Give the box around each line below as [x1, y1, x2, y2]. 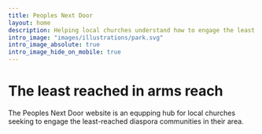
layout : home [8, 19, 51, 27]
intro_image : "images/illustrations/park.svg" [8, 33, 164, 42]
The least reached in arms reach [8, 82, 223, 100]
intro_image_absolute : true [8, 41, 101, 49]
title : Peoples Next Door [8, 11, 93, 20]
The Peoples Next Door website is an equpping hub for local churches [8, 108, 236, 117]
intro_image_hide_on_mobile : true [8, 48, 122, 56]
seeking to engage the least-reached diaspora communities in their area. [8, 116, 244, 126]
